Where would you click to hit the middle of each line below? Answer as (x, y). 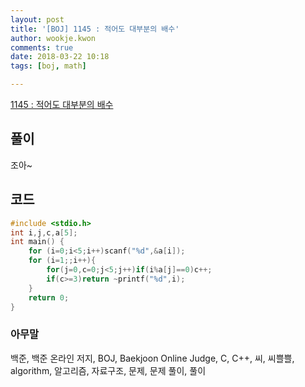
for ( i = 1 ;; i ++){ (62, 261)
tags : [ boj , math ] (48, 66)
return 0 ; (49, 297)
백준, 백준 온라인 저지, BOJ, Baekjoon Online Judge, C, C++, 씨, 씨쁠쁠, (152, 358)
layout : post (37, 19)
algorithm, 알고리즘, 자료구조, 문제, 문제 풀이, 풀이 (108, 370)
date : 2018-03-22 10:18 (60, 57)
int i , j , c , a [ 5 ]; (44, 232)
